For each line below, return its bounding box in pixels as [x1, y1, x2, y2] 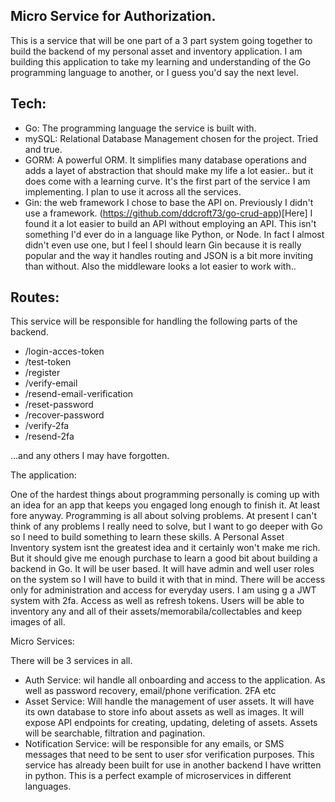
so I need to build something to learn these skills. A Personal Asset [10, 531, 285, 543]
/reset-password [24, 399, 94, 411]
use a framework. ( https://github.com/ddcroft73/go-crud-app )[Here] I [24, 207, 313, 219]
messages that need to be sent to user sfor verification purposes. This [24, 749, 315, 761]
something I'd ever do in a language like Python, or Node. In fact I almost [24, 228, 325, 240]
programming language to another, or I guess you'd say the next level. [10, 66, 299, 78]
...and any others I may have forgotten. [10, 450, 170, 462]
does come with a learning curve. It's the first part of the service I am [24, 175, 311, 187]
